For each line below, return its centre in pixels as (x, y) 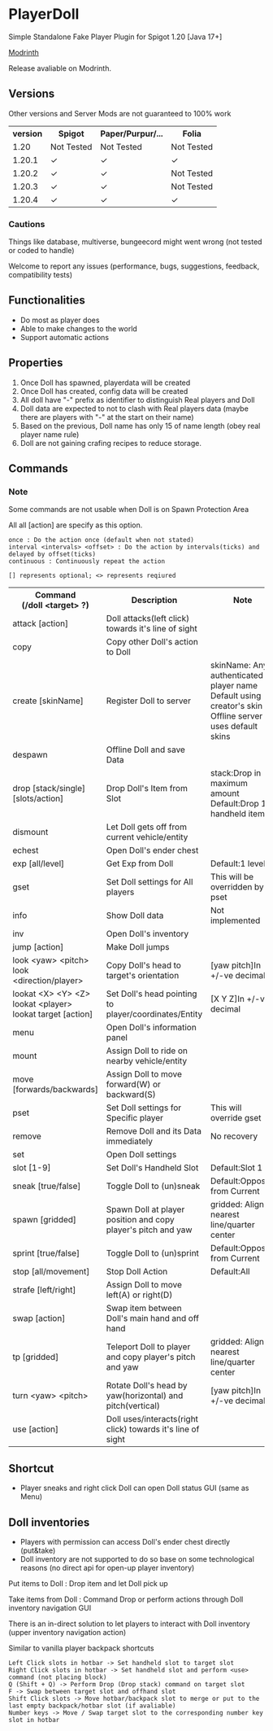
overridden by (237, 887)
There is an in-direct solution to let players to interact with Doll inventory (129, 1624)
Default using (236, 696)
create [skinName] (48, 701)
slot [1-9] (32, 1168)
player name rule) (50, 434)
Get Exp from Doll (140, 863)
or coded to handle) (41, 251)
